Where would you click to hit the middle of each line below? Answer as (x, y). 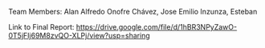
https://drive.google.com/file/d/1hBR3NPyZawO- (157, 27)
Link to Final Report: (41, 27)
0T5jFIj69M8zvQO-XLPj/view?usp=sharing (79, 36)
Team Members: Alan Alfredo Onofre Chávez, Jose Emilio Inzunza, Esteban (133, 12)
